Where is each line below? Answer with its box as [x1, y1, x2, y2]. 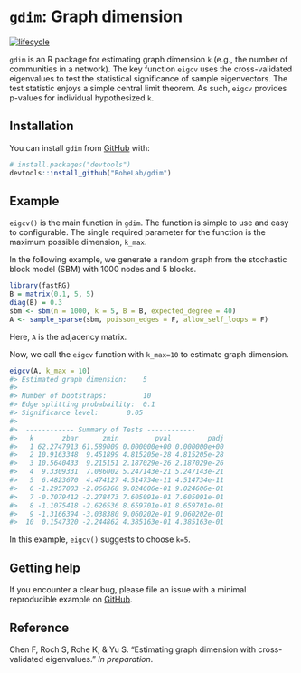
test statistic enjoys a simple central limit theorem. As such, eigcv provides [9, 82, 287, 93]
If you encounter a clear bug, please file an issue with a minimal [9, 584, 247, 595]
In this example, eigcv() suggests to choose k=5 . [9, 534, 192, 545]
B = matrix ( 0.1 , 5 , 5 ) [9, 289, 95, 299]
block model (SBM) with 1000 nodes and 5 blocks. [9, 264, 197, 275]
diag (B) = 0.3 [9, 299, 63, 308]
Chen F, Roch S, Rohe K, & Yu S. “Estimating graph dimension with [9, 644, 257, 655]
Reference [9, 620, 70, 635]
